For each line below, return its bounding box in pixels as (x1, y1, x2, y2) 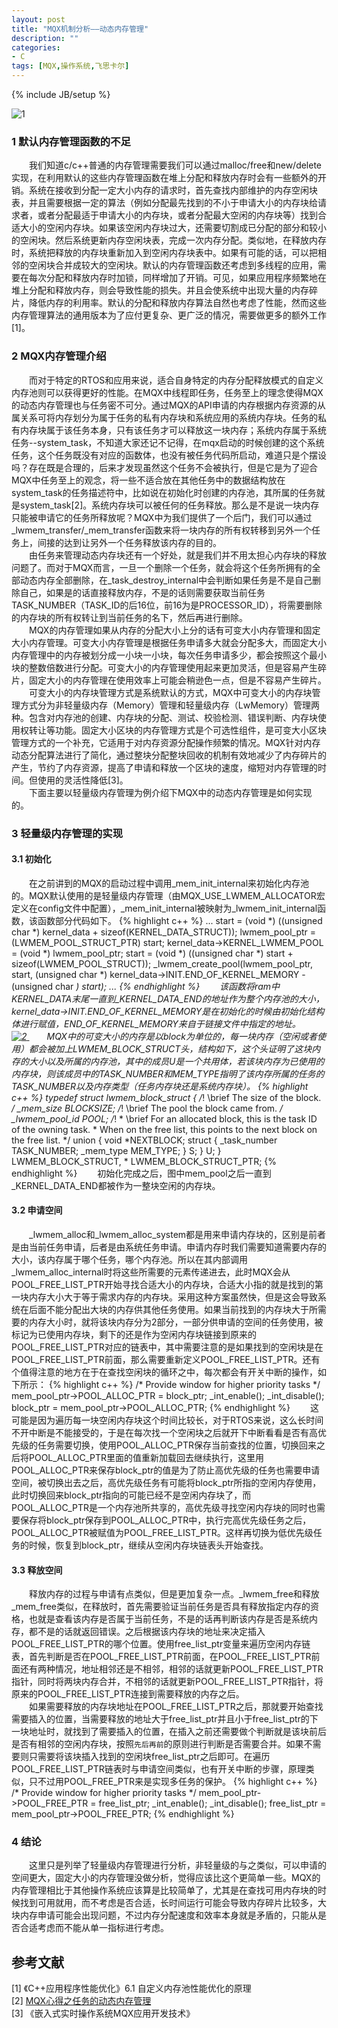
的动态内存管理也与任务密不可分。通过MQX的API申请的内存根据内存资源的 (11, 399, 318, 411)
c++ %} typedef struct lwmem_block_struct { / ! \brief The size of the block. (11, 1091, 322, 1103)
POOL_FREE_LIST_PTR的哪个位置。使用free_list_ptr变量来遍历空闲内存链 (11, 1638, 311, 1650)
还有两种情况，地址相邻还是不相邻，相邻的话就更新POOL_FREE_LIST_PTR (19, 1663, 324, 1675)
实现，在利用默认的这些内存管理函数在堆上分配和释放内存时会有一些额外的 (11, 172, 318, 184)
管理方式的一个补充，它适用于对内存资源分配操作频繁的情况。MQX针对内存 (11, 736, 321, 748)
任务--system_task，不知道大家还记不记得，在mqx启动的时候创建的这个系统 (11, 436, 325, 448)
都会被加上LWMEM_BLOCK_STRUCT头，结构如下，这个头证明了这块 (28, 1042, 313, 1055)
